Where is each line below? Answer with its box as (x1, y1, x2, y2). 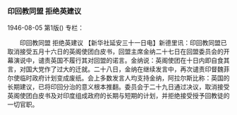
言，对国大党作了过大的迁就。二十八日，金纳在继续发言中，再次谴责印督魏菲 (7, 65, 230, 73)
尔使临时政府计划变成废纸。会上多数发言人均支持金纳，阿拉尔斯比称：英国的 (7, 74, 230, 83)
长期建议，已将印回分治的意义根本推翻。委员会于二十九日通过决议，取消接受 (7, 83, 230, 91)
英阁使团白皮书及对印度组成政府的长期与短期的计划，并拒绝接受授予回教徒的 (7, 92, 230, 100)
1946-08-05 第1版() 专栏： (7, 23, 85, 32)
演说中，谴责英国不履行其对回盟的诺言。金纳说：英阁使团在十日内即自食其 (13, 56, 230, 65)
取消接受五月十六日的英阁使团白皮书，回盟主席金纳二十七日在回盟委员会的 (7, 47, 224, 56)
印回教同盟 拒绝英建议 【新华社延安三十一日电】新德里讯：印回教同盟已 (19, 39, 227, 47)
